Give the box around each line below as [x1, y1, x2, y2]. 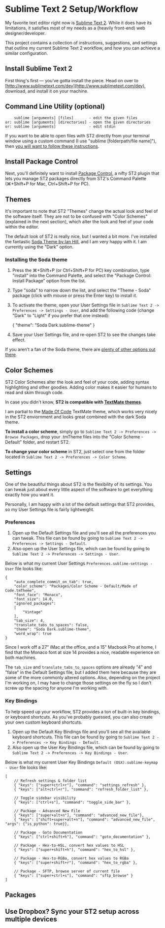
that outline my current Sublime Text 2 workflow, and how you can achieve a [5, 45, 160, 51]
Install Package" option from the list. [12, 278, 86, 284]
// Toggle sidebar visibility [14, 795, 76, 800]
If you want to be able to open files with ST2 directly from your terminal [5, 133, 150, 138]
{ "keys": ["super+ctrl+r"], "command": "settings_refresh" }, [14, 782, 147, 788]
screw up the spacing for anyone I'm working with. [5, 685, 108, 691]
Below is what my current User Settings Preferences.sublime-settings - [5, 561, 153, 566]
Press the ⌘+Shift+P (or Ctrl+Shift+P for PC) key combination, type [12, 267, 150, 273]
